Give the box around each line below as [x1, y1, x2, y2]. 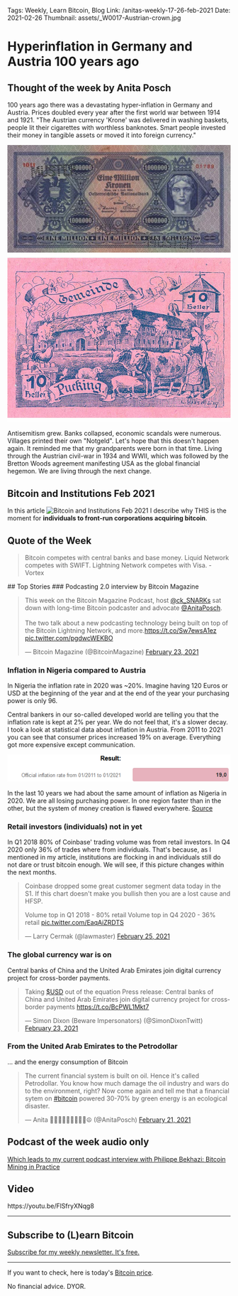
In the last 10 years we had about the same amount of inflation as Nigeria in [7, 788, 227, 797]
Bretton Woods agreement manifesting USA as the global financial [7, 459, 200, 468]
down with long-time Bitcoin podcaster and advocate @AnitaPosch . [24, 604, 222, 612]
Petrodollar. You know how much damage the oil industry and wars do [24, 1078, 229, 1087]
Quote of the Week [7, 535, 92, 547]
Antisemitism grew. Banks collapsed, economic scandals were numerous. [7, 429, 222, 438]
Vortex [24, 569, 45, 577]
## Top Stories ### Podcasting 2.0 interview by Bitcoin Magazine [7, 582, 200, 591]
